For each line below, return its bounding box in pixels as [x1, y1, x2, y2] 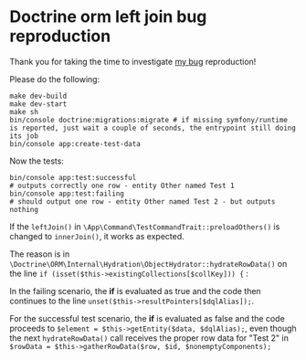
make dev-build [9, 91, 68, 101]
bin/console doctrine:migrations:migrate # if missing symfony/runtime [9, 115, 288, 124]
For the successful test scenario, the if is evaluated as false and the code [9, 312, 285, 323]
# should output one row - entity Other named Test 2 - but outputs [9, 196, 276, 206]
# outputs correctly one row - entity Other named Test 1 [9, 181, 235, 190]
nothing [9, 205, 39, 214]
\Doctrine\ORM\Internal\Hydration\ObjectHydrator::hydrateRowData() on [9, 258, 288, 269]
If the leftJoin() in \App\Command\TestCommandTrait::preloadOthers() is [9, 221, 280, 232]
